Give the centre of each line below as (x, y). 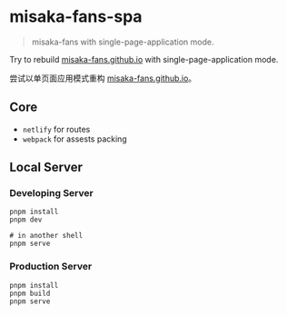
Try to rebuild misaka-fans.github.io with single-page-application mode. (144, 59)
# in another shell (46, 236)
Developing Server (51, 193)
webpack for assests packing (74, 139)
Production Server (51, 267)
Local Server (46, 167)
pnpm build (30, 293)
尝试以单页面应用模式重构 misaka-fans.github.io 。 (103, 78)
